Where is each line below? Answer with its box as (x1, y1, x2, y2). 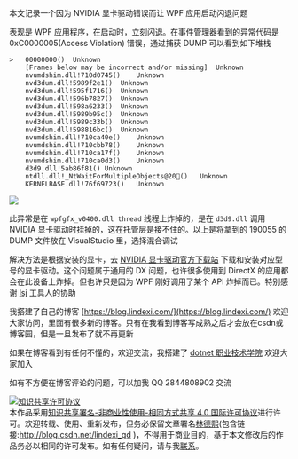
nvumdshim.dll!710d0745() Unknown (25, 71, 165, 80)
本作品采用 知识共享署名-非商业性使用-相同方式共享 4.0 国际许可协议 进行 (9, 408, 273, 417)
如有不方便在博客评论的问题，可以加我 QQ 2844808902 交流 (9, 377, 232, 388)
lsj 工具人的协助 (19, 288, 77, 297)
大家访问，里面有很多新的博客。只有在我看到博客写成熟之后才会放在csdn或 (9, 318, 284, 328)
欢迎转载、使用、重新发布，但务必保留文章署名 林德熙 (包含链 (24, 418, 246, 429)
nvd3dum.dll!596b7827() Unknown (25, 94, 149, 103)
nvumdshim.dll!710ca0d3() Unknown (25, 156, 165, 165)
